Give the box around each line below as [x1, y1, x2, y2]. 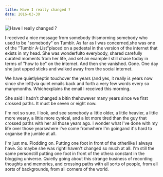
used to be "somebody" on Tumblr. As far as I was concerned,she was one [5, 40, 156, 45]
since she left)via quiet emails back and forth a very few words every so [5, 80, 149, 86]
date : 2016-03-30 [5, 12, 40, 17]
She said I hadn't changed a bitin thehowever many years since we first [5, 95, 148, 101]
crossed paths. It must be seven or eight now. [5, 100, 96, 106]
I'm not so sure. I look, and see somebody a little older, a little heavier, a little [5, 110, 158, 115]
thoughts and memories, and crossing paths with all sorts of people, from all [5, 161, 158, 167]
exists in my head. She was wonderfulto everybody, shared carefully [5, 50, 143, 56]
